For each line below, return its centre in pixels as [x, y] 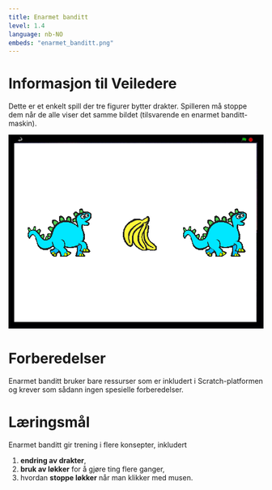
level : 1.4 [27, 26]
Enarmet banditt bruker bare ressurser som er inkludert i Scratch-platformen [136, 381]
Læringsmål [49, 422]
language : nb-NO [36, 34]
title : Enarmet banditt [49, 17]
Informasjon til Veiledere [93, 84]
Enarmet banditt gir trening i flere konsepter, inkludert [98, 445]
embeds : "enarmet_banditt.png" [61, 43]
